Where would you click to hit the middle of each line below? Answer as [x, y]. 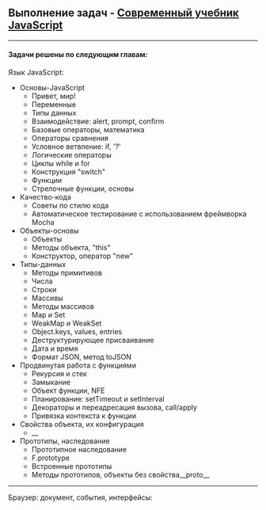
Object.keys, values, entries [77, 332]
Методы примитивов [67, 273]
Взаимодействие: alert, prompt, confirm [98, 121]
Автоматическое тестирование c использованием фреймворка [139, 214]
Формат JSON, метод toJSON [82, 357]
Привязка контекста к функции [84, 416]
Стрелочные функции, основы [83, 188]
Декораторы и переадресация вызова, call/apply [114, 408]
